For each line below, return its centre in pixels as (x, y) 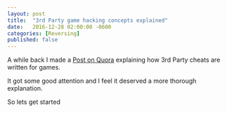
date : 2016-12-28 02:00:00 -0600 (59, 27)
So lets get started (34, 102)
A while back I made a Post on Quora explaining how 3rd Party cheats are (114, 60)
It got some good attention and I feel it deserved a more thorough (102, 81)
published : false (33, 40)
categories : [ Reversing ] (44, 33)
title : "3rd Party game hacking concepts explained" (88, 20)
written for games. (34, 67)
